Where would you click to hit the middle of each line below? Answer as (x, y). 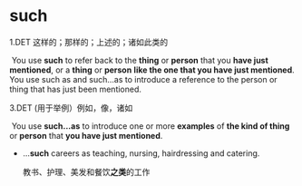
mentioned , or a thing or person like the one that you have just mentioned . (152, 70)
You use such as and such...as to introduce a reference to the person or (144, 79)
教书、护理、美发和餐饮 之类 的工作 (86, 171)
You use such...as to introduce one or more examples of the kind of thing (151, 126)
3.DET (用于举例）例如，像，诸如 (71, 108)
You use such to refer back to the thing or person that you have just (140, 60)
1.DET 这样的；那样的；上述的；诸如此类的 (89, 42)
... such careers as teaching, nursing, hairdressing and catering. (141, 153)
